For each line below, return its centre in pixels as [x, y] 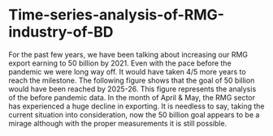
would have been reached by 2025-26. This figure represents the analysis [132, 89]
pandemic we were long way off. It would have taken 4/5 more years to [127, 71]
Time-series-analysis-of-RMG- [117, 15]
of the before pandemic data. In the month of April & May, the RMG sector [132, 97]
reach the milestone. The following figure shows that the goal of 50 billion [132, 80]
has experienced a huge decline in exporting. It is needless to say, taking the [136, 106]
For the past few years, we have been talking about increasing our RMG [128, 54]
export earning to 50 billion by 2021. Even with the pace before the [120, 63]
